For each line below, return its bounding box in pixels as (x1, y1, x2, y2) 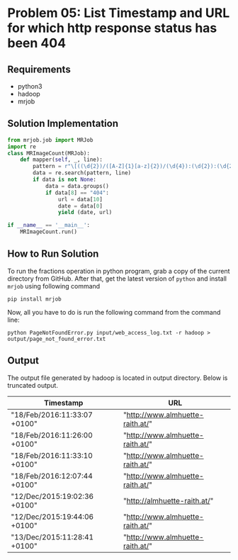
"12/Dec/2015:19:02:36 (11, 491, 94, 501)
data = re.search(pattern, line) (33, 169, 132, 177)
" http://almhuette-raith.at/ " (123, 495, 214, 505)
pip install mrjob (7, 296, 62, 303)
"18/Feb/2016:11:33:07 (11, 410, 93, 420)
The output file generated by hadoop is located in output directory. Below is (7, 374, 228, 382)
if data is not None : (33, 176, 97, 184)
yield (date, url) (57, 209, 113, 216)
